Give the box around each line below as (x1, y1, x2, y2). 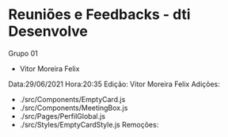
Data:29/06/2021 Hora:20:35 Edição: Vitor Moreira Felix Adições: (8, 79, 220, 89)
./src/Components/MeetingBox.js (19, 103, 128, 112)
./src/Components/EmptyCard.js (19, 94, 126, 104)
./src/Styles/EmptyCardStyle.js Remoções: (19, 120, 159, 129)
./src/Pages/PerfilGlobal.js (19, 111, 105, 120)
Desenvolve (8, 22, 89, 40)
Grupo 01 (8, 48, 38, 58)
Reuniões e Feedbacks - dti (8, 6, 192, 24)
